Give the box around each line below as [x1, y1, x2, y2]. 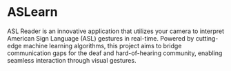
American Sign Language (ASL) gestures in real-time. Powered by [7, 34, 194, 42]
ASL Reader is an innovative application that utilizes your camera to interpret [7, 27, 225, 35]
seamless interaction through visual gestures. [7, 56, 137, 64]
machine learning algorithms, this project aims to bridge [23, 41, 182, 50]
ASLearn [7, 4, 58, 20]
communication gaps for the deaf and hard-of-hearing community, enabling [7, 49, 223, 57]
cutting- [195, 34, 219, 42]
